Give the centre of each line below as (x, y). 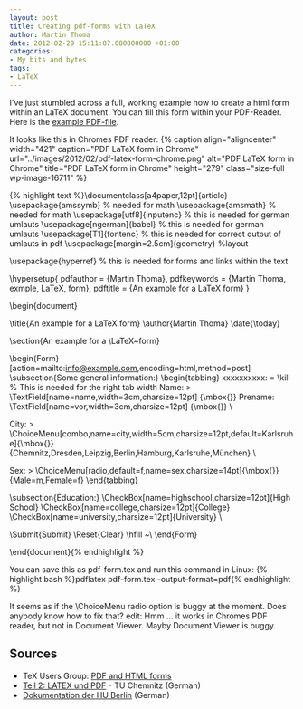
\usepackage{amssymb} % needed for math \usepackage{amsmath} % (143, 205)
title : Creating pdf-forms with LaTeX (82, 26)
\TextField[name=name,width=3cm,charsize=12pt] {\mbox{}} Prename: (142, 397)
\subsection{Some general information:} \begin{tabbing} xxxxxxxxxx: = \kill (150, 378)
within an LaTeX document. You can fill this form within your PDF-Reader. (146, 112)
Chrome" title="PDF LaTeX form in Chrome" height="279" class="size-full (147, 168)
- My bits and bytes (48, 60)
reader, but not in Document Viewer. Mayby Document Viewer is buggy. (143, 625)
